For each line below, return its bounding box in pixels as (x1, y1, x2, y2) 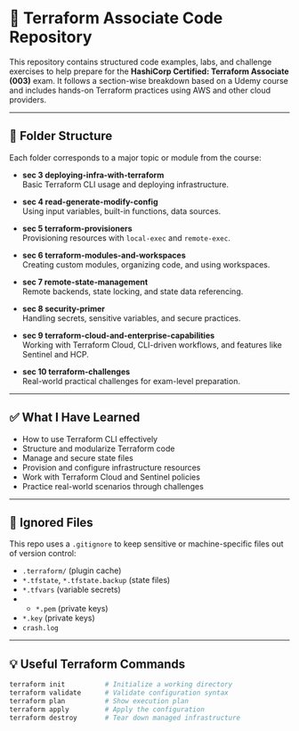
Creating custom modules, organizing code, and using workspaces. (21, 259, 271, 270)
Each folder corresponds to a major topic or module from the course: (9, 152, 262, 163)
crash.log (21, 624, 60, 633)
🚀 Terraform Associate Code (9, 8, 223, 29)
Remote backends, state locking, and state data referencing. (21, 285, 244, 297)
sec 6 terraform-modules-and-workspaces (21, 250, 187, 260)
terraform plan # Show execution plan (9, 696, 190, 705)
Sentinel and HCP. (21, 349, 89, 359)
